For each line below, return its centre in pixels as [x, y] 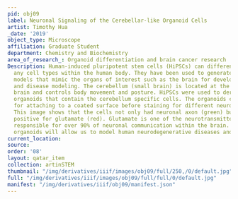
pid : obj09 [23, 14]
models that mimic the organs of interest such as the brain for [112, 79]
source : [19, 145]
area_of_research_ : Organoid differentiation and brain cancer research [117, 60]
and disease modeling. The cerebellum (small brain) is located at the [122, 86]
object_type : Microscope [44, 40]
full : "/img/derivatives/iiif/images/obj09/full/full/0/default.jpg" [112, 178]
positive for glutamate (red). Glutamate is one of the [98, 119]
